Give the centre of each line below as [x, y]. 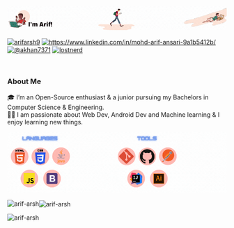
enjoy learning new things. [45, 122]
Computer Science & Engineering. [56, 107]
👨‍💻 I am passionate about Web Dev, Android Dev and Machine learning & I [114, 114]
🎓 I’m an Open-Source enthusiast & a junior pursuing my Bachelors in [108, 97]
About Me [24, 81]
